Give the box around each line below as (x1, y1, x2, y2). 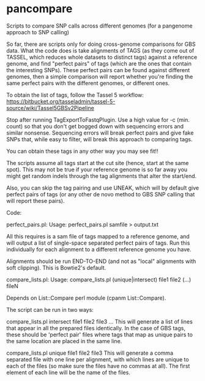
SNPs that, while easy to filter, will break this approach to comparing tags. (6, 135, 193, 142)
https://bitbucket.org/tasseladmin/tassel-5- (6, 97, 116, 105)
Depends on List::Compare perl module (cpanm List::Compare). (6, 294, 166, 301)
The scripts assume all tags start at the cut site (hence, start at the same (6, 159, 189, 166)
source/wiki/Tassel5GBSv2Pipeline (6, 104, 95, 111)
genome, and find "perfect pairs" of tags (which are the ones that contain (6, 60, 192, 67)
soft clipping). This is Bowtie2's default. (6, 264, 106, 271)
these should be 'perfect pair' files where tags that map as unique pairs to (6, 331, 193, 338)
